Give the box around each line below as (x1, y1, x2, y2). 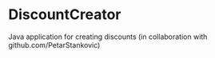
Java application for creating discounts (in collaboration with (8, 32, 208, 41)
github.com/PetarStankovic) (8, 40, 101, 49)
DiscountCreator (8, 6, 121, 24)
